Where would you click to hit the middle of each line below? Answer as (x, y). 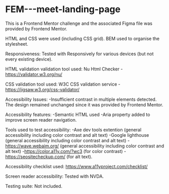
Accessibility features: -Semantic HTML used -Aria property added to (78, 114)
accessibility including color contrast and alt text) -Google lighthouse (77, 135)
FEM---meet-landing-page (63, 9)
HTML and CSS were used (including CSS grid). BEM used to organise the (82, 38)
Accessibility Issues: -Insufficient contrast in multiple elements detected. (81, 99)
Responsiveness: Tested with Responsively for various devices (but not (79, 54)
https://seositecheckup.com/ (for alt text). (49, 157)
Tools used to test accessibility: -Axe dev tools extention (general (73, 130)
